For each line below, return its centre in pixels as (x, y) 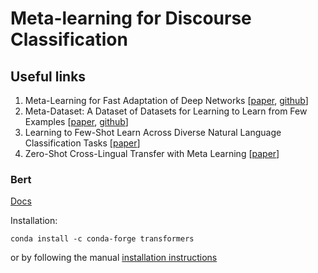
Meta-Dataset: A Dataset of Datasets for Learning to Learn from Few (166, 111)
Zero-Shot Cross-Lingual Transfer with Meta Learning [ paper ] (152, 153)
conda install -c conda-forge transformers (102, 239)
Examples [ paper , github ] (76, 121)
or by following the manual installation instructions (114, 258)
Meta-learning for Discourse (131, 18)
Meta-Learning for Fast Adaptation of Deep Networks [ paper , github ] (166, 100)
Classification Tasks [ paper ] (82, 143)
